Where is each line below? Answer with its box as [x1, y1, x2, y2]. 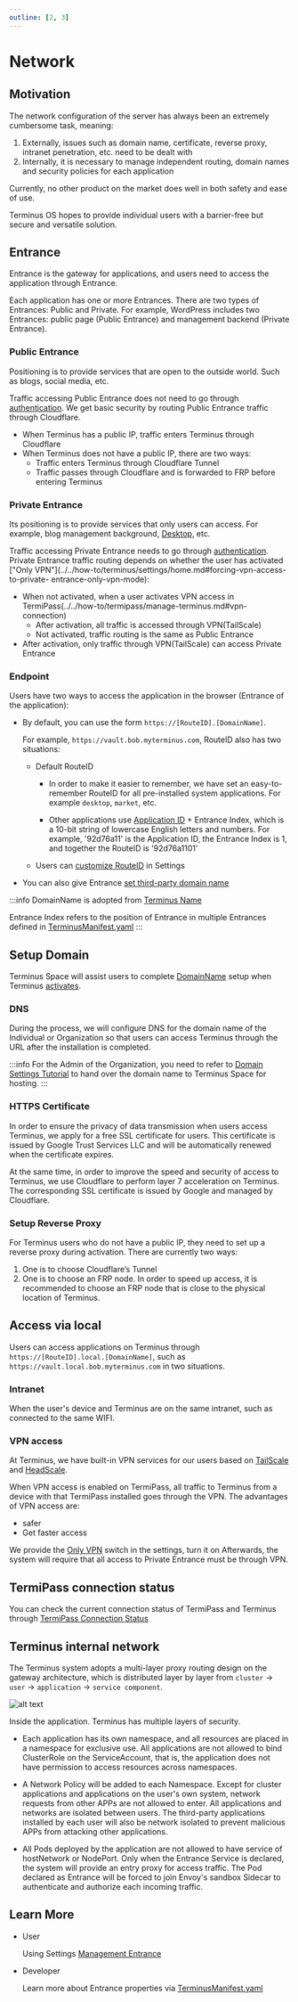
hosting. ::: [9, 1078, 48, 1089]
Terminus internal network [9, 1638, 160, 1654]
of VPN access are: [9, 1500, 80, 1511]
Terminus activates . [9, 981, 82, 992]
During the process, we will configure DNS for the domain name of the [9, 1023, 267, 1034]
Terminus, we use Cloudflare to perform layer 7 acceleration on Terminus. [9, 1175, 280, 1186]
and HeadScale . [9, 1465, 68, 1475]
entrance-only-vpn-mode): [51, 574, 149, 584]
